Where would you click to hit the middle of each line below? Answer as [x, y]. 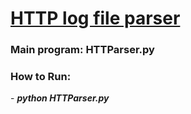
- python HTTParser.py [60, 98]
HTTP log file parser [95, 18]
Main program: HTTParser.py [82, 50]
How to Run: [41, 77]
